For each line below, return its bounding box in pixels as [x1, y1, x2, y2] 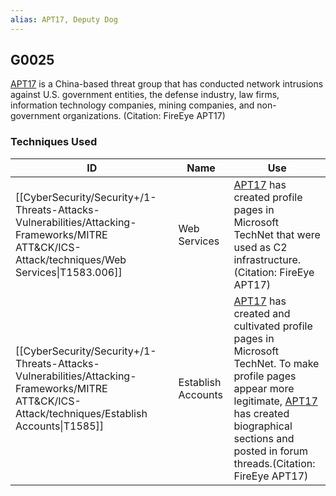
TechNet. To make [233, 356, 320, 370]
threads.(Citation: [233, 456, 316, 470]
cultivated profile [233, 319, 313, 333]
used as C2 [233, 240, 288, 254]
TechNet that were [233, 227, 321, 241]
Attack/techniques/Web [15, 252, 127, 266]
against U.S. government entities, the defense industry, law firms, [10, 89, 280, 101]
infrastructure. [233, 252, 302, 266]
